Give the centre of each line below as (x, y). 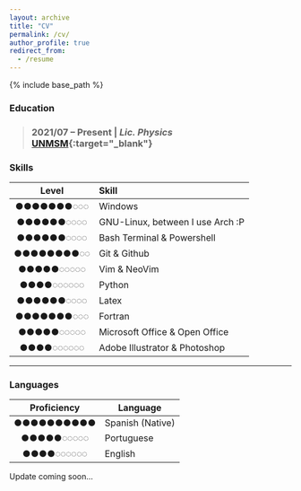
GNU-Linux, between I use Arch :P (172, 223)
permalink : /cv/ (39, 34)
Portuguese (129, 438)
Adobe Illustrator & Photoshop (162, 348)
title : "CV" (31, 26)
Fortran (114, 317)
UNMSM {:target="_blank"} (92, 143)
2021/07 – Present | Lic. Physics (102, 132)
